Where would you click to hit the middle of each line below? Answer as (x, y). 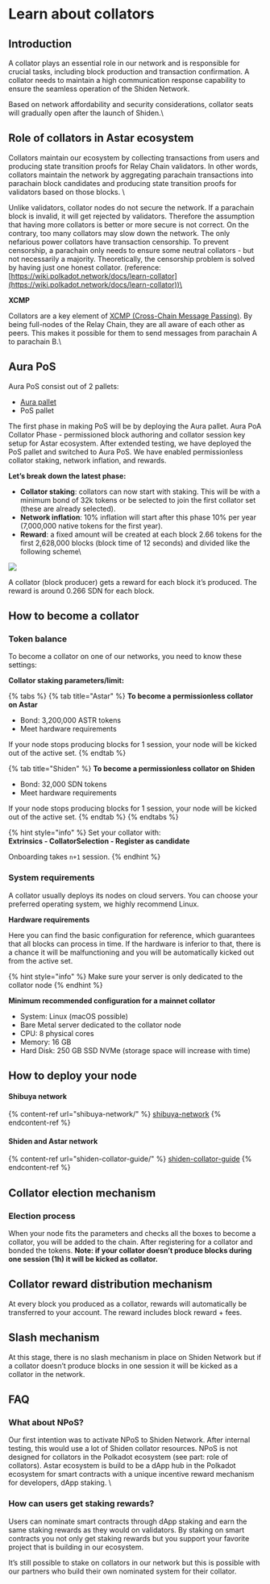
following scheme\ (51, 551)
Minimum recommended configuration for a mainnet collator (112, 1001)
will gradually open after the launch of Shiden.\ (86, 113)
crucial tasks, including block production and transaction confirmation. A (129, 72)
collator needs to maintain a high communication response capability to (127, 80)
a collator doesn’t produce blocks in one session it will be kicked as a (123, 1366)
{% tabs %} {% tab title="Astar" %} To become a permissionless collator (131, 696)
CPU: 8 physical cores (57, 1033)
